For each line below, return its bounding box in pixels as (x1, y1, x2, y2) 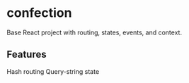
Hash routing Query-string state (6, 67, 100, 75)
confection (6, 5, 72, 21)
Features (6, 49, 47, 60)
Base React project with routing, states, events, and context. (6, 28, 182, 37)
